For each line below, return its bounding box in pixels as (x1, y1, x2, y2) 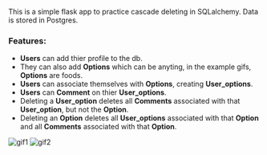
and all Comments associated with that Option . (19, 122, 177, 132)
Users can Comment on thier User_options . (19, 88, 167, 97)
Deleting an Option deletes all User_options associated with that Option (19, 113, 259, 123)
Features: (8, 35, 47, 47)
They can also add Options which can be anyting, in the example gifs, (19, 62, 252, 71)
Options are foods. (19, 71, 83, 80)
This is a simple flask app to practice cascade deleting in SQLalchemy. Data (8, 7, 259, 16)
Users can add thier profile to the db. (19, 54, 143, 63)
